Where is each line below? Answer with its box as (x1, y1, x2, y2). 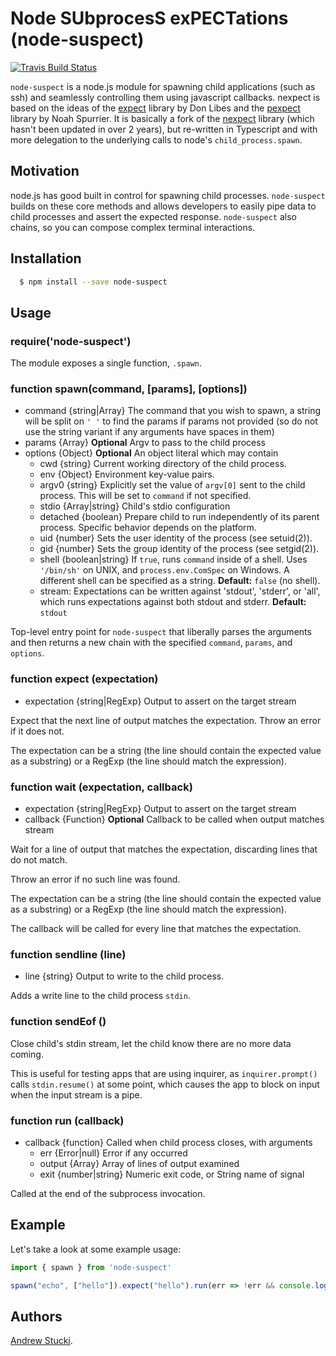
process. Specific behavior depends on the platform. (39, 522, 257, 534)
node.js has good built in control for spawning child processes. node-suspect (10, 189, 326, 201)
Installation (10, 250, 82, 267)
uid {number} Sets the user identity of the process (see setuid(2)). (39, 532, 313, 544)
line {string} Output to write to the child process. (24, 970, 225, 982)
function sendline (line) (10, 947, 127, 961)
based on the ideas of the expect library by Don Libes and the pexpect (10, 102, 301, 114)
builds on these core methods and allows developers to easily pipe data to (10, 200, 317, 212)
